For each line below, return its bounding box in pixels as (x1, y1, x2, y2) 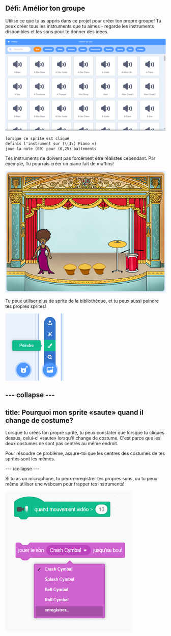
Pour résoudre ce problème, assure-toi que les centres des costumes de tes (5, 450, 165, 456)
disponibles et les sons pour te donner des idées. (5, 28, 109, 35)
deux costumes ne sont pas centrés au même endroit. (5, 441, 119, 447)
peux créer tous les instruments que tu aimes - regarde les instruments (5, 23, 154, 29)
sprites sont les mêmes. (5, 456, 55, 462)
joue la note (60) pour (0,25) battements (5, 146, 97, 152)
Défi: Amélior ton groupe (5, 4, 85, 13)
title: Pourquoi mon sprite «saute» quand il (5, 408, 144, 417)
